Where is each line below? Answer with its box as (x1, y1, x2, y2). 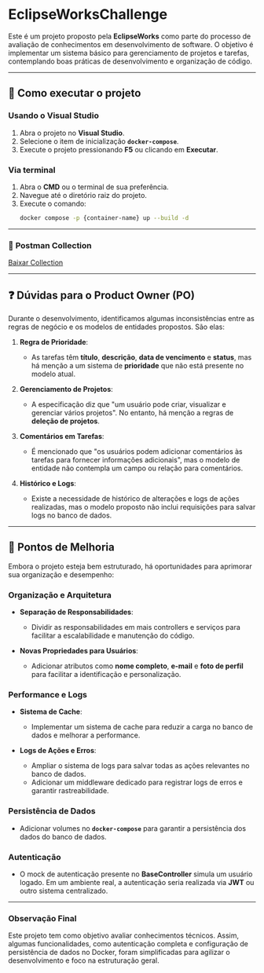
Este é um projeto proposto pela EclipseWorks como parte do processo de (8, 31, 251, 41)
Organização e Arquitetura (8, 589, 112, 600)
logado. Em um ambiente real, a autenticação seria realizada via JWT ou (19, 877, 255, 887)
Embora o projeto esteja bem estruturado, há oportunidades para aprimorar (8, 561, 253, 571)
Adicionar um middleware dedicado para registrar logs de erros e (31, 777, 244, 787)
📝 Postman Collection (8, 240, 92, 251)
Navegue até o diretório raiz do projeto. (19, 190, 148, 199)
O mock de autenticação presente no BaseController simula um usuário (19, 869, 253, 879)
